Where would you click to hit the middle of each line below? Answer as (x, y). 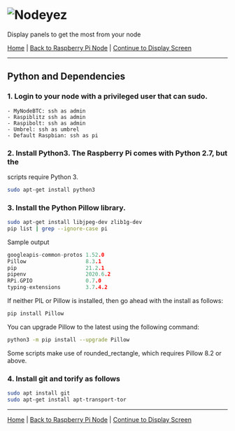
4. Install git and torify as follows (64, 379)
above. (17, 360)
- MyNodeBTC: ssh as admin (47, 111)
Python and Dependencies (66, 77)
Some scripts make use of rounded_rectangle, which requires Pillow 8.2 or (114, 353)
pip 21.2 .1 (56, 268)
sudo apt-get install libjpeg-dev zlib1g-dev (74, 222)
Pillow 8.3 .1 (54, 261)
